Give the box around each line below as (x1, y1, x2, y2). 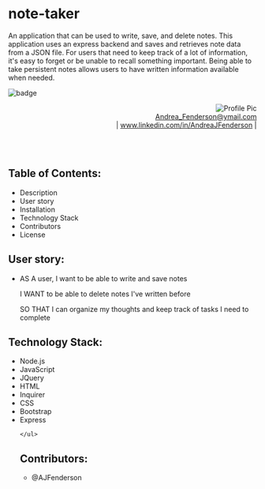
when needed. (8, 73, 55, 82)
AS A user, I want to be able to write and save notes (19, 273, 188, 283)
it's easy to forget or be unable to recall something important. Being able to (8, 56, 252, 66)
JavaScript (19, 365, 55, 374)
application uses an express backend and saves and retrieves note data (8, 39, 241, 48)
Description (19, 187, 58, 197)
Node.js (19, 356, 46, 366)
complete (19, 313, 51, 322)
